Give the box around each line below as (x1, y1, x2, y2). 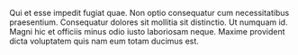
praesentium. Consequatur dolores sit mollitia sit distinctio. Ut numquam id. (9, 17, 288, 27)
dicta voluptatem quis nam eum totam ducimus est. (9, 35, 200, 46)
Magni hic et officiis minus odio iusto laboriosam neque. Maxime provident (9, 27, 285, 36)
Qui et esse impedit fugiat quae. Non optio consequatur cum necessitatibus (9, 8, 290, 18)
